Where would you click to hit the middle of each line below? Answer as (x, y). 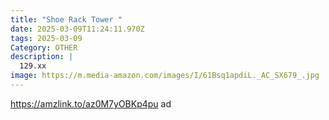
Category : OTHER (44, 47)
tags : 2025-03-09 (46, 38)
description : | (42, 57)
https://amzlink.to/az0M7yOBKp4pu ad (91, 103)
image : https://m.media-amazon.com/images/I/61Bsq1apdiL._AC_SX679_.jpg (165, 76)
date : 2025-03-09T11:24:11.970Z (77, 29)
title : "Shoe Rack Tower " (66, 19)
